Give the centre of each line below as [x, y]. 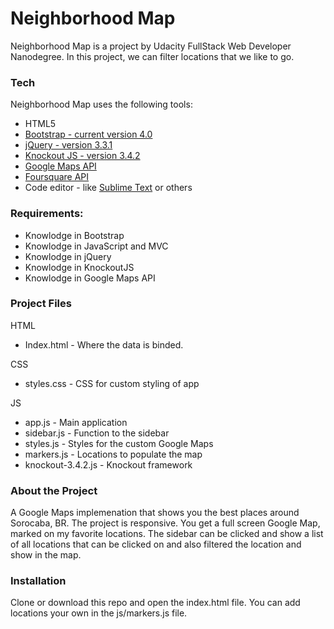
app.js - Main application [76, 422]
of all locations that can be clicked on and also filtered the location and [156, 544]
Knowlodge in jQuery [68, 256]
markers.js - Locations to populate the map [113, 454]
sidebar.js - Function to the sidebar [97, 433]
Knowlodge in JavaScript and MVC [96, 246]
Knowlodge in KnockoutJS [79, 267]
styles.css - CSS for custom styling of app [112, 383]
